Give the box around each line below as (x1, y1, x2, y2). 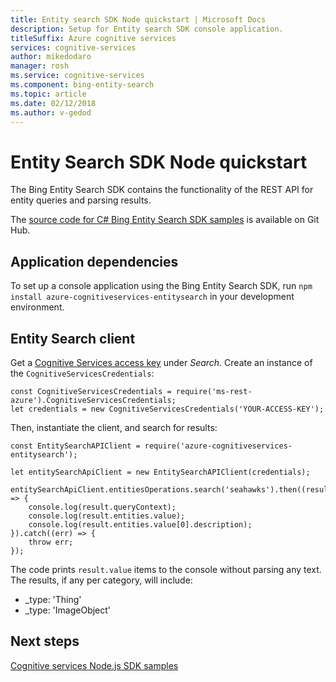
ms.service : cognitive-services (10, 71, 145, 81)
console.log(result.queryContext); (28, 502, 177, 512)
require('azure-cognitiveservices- (144, 441, 293, 451)
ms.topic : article (10, 89, 87, 99)
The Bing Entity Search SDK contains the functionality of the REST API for (10, 184, 314, 196)
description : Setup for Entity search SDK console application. (10, 24, 284, 34)
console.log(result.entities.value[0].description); (28, 519, 253, 530)
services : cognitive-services (10, 42, 137, 53)
